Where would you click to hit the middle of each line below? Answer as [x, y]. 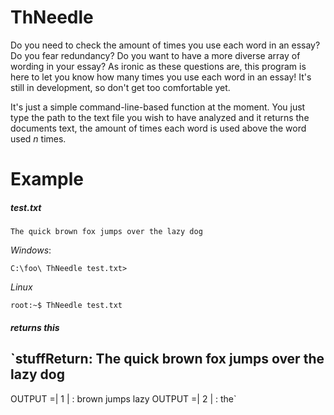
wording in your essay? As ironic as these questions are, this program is [158, 66]
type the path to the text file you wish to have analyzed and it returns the [160, 117]
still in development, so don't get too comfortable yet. [120, 87]
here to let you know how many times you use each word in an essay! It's [161, 77]
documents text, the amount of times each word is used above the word [158, 128]
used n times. [38, 138]
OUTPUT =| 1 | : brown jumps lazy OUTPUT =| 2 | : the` [123, 398]
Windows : [31, 250]
